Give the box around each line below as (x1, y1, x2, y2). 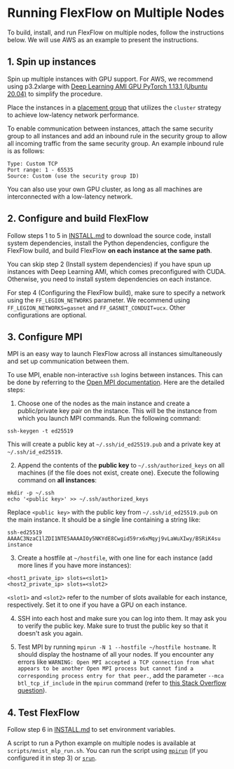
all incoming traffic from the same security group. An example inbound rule (7, 139, 224, 147)
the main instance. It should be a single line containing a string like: (7, 515, 201, 524)
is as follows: (7, 146, 45, 155)
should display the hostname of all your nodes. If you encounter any (17, 650, 214, 659)
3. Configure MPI (7, 331, 83, 343)
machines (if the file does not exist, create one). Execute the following (17, 468, 219, 477)
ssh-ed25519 (7, 529, 42, 537)
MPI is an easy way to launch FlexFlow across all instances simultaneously (7, 350, 223, 358)
